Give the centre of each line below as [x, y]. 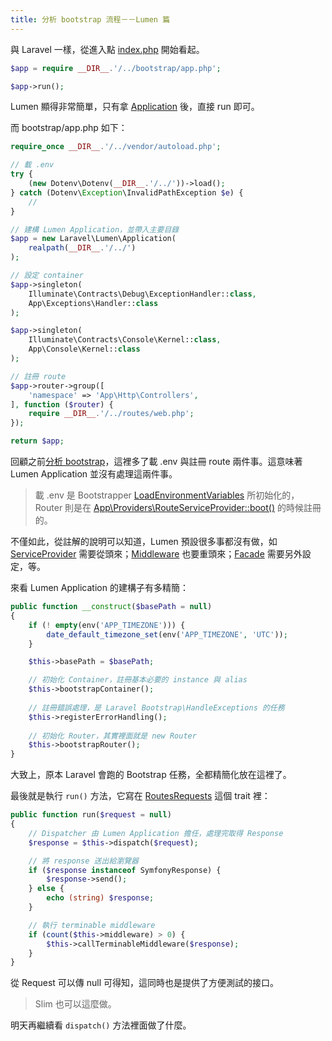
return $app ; [37, 441]
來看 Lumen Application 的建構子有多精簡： [99, 587]
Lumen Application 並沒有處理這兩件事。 [94, 474]
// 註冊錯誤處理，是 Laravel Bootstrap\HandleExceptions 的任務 [156, 707]
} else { [46, 889]
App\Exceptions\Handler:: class [93, 303]
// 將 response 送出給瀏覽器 [83, 861]
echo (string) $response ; [100, 898]
